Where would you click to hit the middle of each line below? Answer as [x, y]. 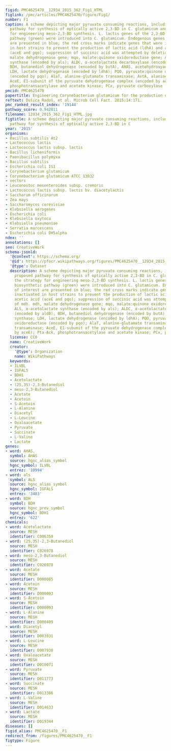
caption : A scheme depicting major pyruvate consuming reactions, [77, 24]
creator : [19, 347]
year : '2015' [19, 129]
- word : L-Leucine [25, 641]
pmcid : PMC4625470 [25, 91]
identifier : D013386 [32, 693]
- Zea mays [17, 199]
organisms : [17, 133]
